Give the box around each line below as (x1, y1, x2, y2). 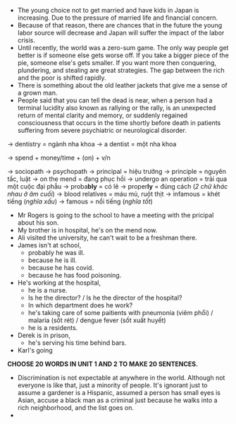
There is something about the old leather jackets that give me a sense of (17, 81, 228, 89)
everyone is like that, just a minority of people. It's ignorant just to (17, 381, 208, 389)
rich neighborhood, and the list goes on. (17, 404, 135, 412)
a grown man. (17, 88, 58, 97)
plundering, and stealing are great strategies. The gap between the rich (17, 66, 225, 74)
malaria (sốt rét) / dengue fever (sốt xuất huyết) (27, 316, 167, 324)
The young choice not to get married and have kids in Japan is (17, 6, 199, 14)
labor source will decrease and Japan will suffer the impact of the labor (17, 28, 225, 37)
